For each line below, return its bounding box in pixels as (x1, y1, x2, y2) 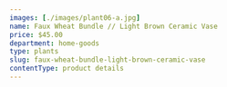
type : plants (9, 47, 59, 56)
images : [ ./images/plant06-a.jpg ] (9, 13, 141, 23)
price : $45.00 (9, 30, 64, 39)
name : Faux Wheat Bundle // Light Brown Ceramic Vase (9, 22, 219, 31)
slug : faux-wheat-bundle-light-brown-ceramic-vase (9, 55, 206, 64)
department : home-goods (9, 38, 100, 48)
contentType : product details (9, 64, 125, 73)
